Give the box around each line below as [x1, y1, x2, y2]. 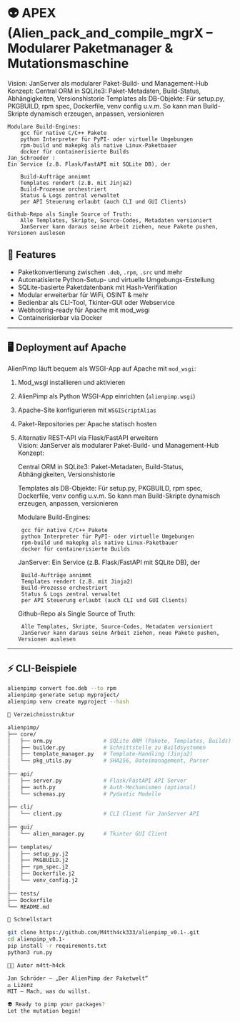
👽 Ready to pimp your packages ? [7, 1001, 106, 1008]
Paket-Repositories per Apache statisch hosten [17, 419, 157, 428]
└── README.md [7, 903, 50, 911]
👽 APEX [7, 5, 56, 21]
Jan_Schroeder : [7, 154, 56, 161]
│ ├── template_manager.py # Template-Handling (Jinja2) [7, 751, 194, 758]
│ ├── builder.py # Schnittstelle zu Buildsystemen [7, 743, 206, 751]
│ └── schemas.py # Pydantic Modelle [7, 790, 161, 798]
